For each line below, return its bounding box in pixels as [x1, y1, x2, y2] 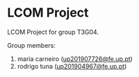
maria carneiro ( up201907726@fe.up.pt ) [17, 54, 133, 63]
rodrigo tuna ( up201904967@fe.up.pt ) [17, 62, 127, 70]
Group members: [7, 41, 56, 49]
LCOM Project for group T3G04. [7, 28, 99, 36]
